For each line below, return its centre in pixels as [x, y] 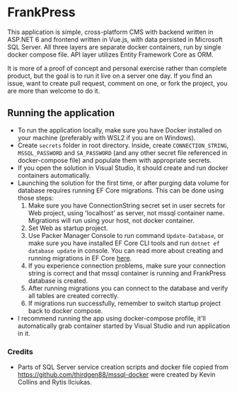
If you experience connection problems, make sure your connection [127, 266]
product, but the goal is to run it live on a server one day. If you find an [110, 76]
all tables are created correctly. [73, 295]
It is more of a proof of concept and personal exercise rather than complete [117, 68]
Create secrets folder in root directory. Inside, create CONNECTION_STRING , [123, 145]
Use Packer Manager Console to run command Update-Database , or [126, 235]
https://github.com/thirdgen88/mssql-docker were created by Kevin [116, 375]
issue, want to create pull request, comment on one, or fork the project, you [117, 83]
